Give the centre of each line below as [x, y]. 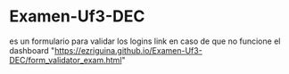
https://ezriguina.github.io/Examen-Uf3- [128, 50]
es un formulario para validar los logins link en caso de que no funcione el [145, 41]
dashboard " [32, 50]
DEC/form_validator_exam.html [66, 60]
